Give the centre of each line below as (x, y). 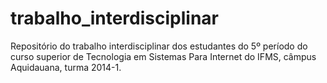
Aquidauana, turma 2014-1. (66, 67)
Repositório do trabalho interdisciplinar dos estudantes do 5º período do (159, 46)
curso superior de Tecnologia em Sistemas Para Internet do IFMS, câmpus (163, 56)
